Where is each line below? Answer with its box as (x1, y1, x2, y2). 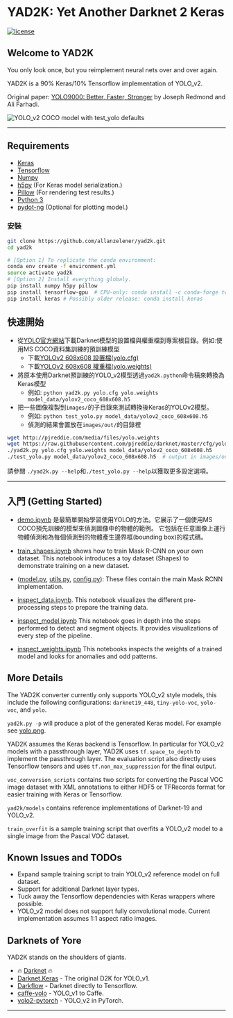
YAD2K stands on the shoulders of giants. (7, 953, 127, 962)
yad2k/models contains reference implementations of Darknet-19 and (7, 803, 202, 812)
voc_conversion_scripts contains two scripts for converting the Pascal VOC (7, 775, 223, 783)
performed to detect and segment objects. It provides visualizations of (17, 624, 218, 632)
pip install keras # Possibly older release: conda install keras (7, 295, 203, 302)
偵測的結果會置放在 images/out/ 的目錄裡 (27, 420, 141, 428)
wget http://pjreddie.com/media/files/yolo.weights (7, 434, 159, 441)
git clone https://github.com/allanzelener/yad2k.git (7, 237, 166, 244)
